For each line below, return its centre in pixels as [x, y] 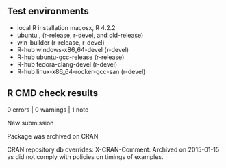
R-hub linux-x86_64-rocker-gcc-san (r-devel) [81, 71]
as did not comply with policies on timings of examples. [85, 156]
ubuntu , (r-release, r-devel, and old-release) [80, 35]
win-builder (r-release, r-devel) [61, 42]
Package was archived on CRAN [53, 136]
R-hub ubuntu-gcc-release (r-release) [71, 57]
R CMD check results [53, 93]
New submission [30, 123]
